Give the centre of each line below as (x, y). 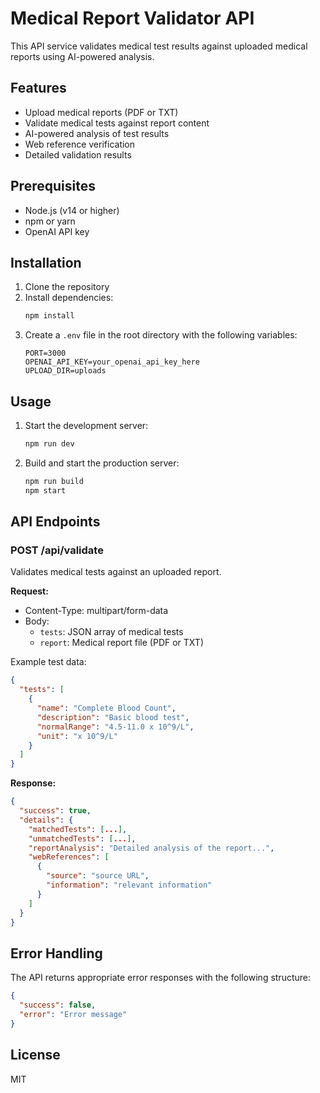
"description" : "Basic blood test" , (113, 717)
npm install (49, 316)
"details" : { (46, 820)
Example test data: (48, 662)
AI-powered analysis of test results (97, 133)
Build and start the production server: (102, 463)
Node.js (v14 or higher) (72, 210)
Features (38, 88)
